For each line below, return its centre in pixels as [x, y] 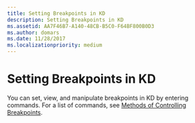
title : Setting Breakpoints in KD [56, 13]
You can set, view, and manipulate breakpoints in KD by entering [98, 98]
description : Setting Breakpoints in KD [66, 20]
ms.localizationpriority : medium [55, 45]
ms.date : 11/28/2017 [37, 39]
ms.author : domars [33, 32]
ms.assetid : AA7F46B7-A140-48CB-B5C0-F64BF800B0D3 [81, 26]
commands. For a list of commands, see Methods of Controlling [97, 105]
